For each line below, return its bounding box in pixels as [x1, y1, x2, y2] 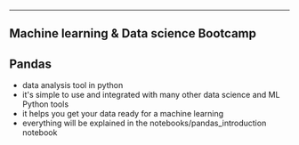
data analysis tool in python [21, 80, 124, 91]
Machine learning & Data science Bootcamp [9, 26, 256, 41]
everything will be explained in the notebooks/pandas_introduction [21, 117, 267, 129]
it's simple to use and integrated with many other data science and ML [21, 90, 280, 101]
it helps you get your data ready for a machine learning [21, 109, 224, 119]
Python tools [21, 99, 69, 109]
